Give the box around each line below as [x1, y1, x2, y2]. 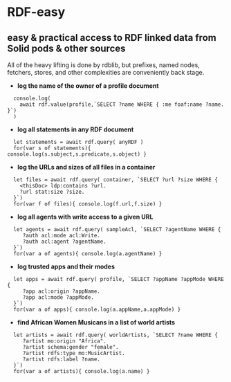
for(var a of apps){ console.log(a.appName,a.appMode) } [13, 306, 181, 313]
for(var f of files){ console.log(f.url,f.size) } [13, 201, 163, 208]
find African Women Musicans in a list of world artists [17, 318, 175, 326]
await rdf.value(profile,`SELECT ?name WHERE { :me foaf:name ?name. [19, 101, 225, 108]
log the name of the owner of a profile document [17, 82, 159, 90]
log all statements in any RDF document [17, 125, 134, 134]
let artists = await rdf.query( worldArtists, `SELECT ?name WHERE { [13, 331, 218, 338]
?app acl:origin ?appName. [22, 288, 100, 295]
